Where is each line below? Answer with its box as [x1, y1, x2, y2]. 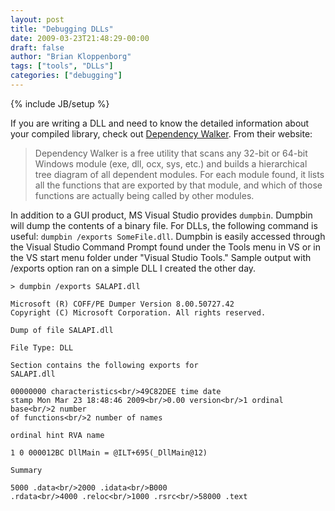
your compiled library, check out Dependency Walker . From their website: [10, 127, 313, 140]
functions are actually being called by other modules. [34, 189, 255, 201]
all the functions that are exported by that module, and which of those [34, 179, 323, 191]
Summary [10, 465, 43, 475]
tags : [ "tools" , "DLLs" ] [10, 61, 114, 71]
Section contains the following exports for [10, 360, 199, 370]
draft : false [10, 42, 65, 53]
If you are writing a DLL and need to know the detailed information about [10, 117, 310, 129]
